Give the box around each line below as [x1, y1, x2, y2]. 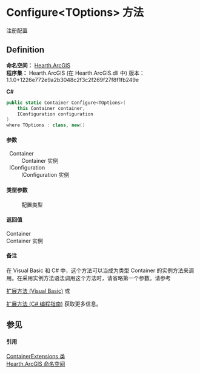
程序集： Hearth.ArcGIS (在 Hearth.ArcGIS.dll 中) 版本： [6, 69, 145, 77]
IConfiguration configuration [17, 111, 94, 117]
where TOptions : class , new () [6, 122, 85, 128]
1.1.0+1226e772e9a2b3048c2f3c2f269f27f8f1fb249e [6, 76, 139, 83]
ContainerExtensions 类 [6, 352, 65, 360]
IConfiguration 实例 [21, 171, 70, 179]
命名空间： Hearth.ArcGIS [6, 61, 71, 69]
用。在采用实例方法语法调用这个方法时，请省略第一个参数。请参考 [6, 274, 171, 281]
